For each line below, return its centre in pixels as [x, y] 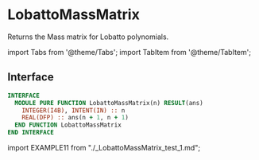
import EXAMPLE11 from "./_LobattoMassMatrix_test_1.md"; [104, 148]
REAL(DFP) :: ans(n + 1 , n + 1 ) [75, 118]
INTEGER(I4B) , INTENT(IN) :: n [73, 110]
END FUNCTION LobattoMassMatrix [68, 125]
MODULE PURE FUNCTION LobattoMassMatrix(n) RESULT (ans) [109, 103]
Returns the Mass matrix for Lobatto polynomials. [88, 37]
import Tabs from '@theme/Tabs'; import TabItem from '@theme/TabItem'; [129, 52]
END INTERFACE [31, 133]
